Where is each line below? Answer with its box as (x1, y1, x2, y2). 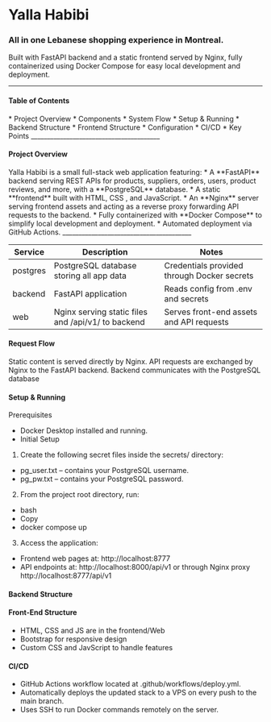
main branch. (19, 696, 65, 706)
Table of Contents (8, 96, 70, 106)
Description (81, 246, 128, 257)
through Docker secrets (164, 270, 254, 281)
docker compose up (19, 522, 87, 533)
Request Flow (8, 338, 55, 348)
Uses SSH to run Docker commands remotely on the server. (19, 705, 219, 715)
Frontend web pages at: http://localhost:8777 (19, 554, 171, 563)
